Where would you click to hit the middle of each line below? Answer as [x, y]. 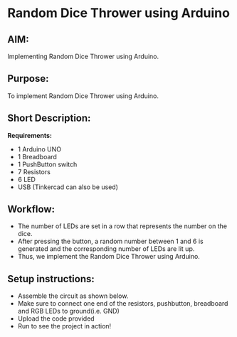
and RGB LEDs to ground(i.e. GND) [68, 311]
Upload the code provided [56, 319]
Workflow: [31, 209]
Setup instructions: [51, 279]
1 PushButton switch [47, 164]
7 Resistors [34, 171]
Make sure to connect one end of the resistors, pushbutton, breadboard [123, 304]
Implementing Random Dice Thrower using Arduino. [83, 56]
